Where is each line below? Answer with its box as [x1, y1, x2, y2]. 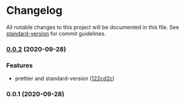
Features [6, 61, 33, 69]
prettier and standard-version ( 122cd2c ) [14, 75, 115, 82]
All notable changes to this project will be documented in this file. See [6, 23, 180, 31]
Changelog [6, 4, 63, 17]
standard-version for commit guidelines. [6, 30, 106, 37]
